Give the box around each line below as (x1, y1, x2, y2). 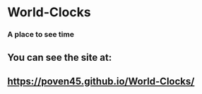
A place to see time (7, 30, 74, 40)
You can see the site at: (7, 51, 112, 64)
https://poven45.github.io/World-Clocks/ (7, 75, 195, 87)
